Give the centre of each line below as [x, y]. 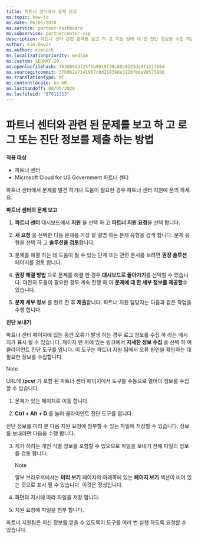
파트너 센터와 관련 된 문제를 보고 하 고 [91, 125]
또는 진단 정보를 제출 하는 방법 [86, 140]
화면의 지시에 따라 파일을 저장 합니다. [57, 497]
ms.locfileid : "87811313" [38, 94]
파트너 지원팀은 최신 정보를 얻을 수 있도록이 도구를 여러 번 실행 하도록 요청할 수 [96, 522]
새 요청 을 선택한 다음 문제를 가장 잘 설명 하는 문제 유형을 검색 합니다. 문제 [99, 235]
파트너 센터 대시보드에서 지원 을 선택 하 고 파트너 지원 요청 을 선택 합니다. [98, 222]
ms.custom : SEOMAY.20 [33, 61]
